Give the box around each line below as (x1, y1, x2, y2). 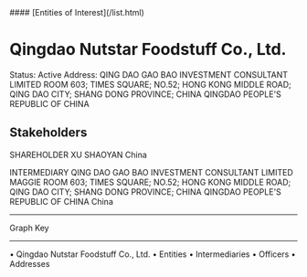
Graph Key (9, 222, 49, 233)
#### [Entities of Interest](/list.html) (9, 7, 144, 17)
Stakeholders (9, 125, 88, 141)
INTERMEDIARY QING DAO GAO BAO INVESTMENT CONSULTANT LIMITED (9, 166, 294, 177)
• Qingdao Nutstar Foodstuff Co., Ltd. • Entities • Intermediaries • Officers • (9, 249, 296, 260)
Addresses (9, 258, 50, 269)
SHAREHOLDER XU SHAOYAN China (9, 149, 148, 160)
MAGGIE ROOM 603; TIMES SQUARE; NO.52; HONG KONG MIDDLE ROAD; (9, 176, 291, 187)
